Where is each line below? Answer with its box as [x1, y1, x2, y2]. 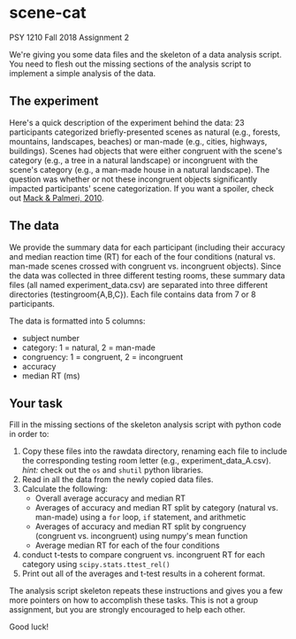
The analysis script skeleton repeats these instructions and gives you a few [9, 586, 283, 596]
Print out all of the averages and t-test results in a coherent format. [21, 568, 265, 579]
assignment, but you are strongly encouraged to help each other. [9, 604, 246, 615]
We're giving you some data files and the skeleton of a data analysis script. [9, 49, 283, 59]
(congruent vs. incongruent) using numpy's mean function [34, 531, 248, 542]
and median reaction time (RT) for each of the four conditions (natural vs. [9, 251, 276, 261]
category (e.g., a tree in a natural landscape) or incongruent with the [9, 154, 258, 166]
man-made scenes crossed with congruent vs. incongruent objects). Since [9, 261, 282, 271]
